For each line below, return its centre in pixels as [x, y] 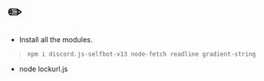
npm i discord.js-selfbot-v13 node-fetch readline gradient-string [141, 54]
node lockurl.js [43, 68]
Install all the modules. [56, 39]
